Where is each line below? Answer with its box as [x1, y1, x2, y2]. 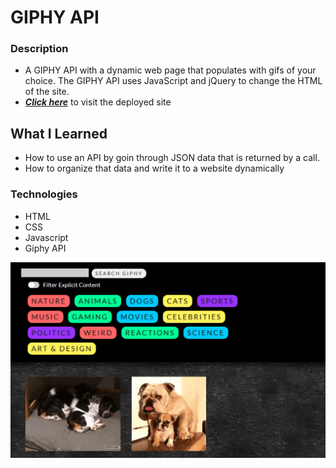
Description [10, 42, 69, 56]
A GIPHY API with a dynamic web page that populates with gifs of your [24, 64, 317, 76]
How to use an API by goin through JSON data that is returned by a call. [24, 152, 320, 164]
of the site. [24, 86, 70, 98]
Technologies [10, 187, 78, 201]
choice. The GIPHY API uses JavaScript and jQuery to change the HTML [24, 75, 323, 87]
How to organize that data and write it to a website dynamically [24, 162, 285, 175]
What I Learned [10, 125, 108, 142]
